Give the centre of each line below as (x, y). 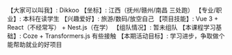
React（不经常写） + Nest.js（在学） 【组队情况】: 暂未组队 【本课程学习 (112, 27)
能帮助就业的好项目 (35, 44)
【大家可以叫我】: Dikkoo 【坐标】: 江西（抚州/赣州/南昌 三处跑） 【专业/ (112, 10)
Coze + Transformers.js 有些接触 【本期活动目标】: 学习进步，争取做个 (124, 36)
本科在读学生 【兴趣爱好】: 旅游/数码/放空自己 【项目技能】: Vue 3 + (121, 19)
